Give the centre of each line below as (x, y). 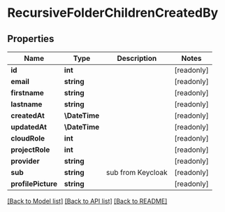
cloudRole (28, 138)
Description (137, 58)
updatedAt (29, 127)
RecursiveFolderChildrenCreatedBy (113, 13)
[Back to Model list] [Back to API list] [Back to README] (87, 201)
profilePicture (34, 184)
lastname (27, 104)
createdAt (28, 115)
